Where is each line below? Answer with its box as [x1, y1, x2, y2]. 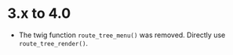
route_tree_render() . [18, 38, 88, 47]
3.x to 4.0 [7, 5, 71, 22]
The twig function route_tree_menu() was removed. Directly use [18, 30, 226, 40]
